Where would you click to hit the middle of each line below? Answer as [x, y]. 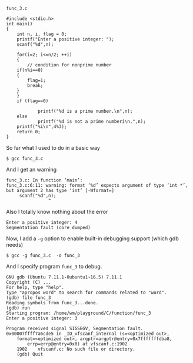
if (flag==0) [33, 101]
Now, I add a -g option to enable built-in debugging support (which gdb [92, 238]
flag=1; [36, 80]
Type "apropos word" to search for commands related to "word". [86, 293]
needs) [15, 245]
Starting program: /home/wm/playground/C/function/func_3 [79, 313]
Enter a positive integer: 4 [42, 223]
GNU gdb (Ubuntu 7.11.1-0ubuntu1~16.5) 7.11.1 [64, 277]
